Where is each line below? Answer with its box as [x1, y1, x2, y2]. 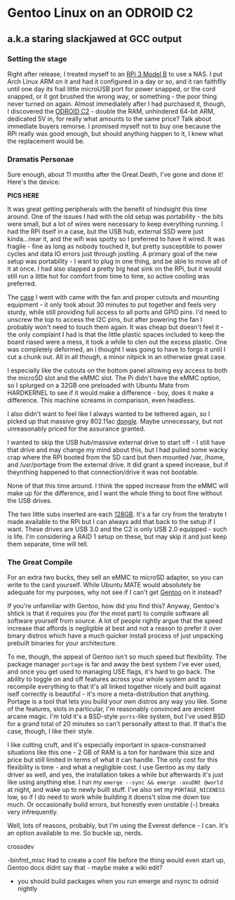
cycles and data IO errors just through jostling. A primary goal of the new [7, 250, 217, 258]
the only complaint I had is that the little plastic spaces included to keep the [7, 330, 225, 339]
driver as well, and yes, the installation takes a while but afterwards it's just [7, 770, 224, 779]
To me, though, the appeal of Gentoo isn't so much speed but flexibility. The [7, 652, 227, 661]
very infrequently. [7, 808, 58, 817]
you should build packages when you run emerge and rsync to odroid [17, 877, 219, 885]
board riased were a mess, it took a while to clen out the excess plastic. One [7, 338, 227, 347]
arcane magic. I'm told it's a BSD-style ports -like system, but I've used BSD [7, 712, 226, 720]
